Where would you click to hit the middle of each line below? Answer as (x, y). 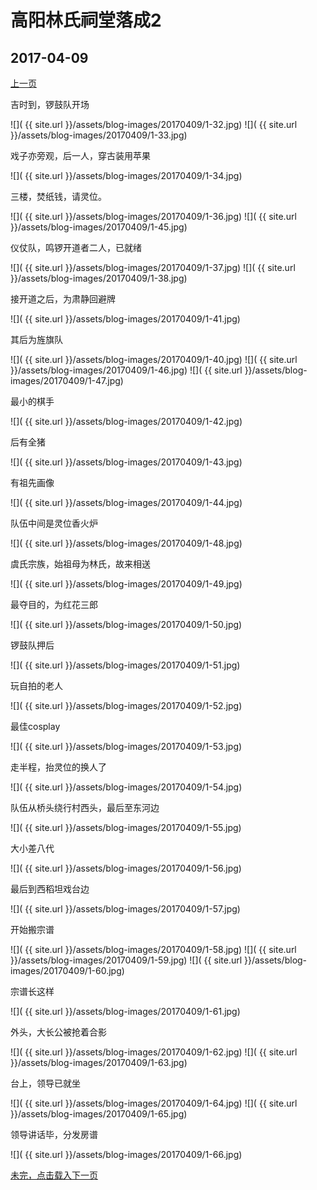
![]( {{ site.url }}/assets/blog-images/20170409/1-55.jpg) (126, 827)
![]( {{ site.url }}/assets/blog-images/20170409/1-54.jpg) (126, 787)
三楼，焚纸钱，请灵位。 (58, 196)
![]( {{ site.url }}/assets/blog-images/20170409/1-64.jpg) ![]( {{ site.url (154, 1103)
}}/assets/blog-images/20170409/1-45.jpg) (99, 227)
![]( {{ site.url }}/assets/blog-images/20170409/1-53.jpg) (126, 746)
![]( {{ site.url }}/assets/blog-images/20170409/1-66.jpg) (126, 1154)
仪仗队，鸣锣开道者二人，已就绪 (76, 247)
